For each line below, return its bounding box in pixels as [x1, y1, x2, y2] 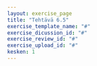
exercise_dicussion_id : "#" [7, 29, 88, 36]
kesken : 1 [7, 49, 36, 56]
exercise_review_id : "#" [7, 36, 78, 43]
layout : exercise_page [7, 10, 72, 17]
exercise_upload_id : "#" [7, 42, 78, 49]
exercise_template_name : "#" [7, 23, 91, 30]
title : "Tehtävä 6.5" [7, 16, 69, 23]
